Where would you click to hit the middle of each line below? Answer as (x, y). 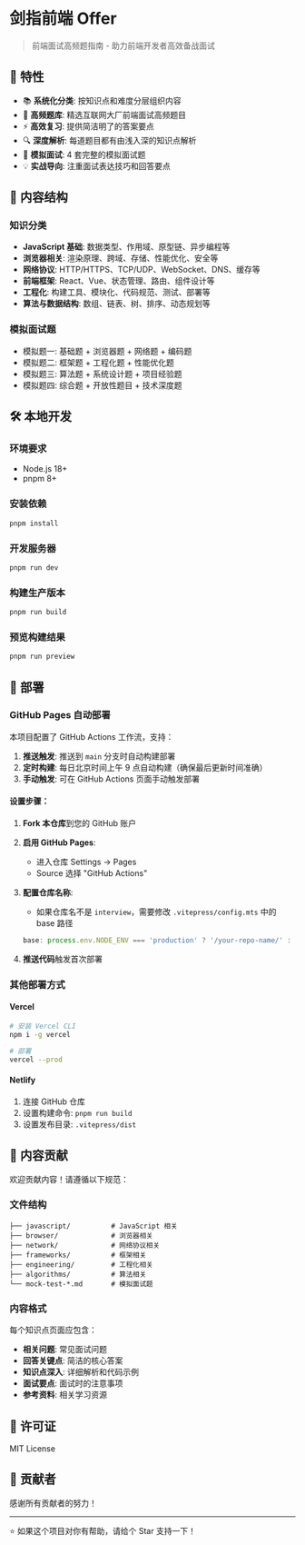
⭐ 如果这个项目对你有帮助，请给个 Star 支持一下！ (103, 1530)
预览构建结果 (38, 637)
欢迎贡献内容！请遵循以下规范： (69, 1179)
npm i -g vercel (40, 1034)
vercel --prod (36, 1060)
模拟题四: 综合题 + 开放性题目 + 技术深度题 (103, 385)
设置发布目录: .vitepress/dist (79, 1124)
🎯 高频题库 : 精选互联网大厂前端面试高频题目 (104, 115)
